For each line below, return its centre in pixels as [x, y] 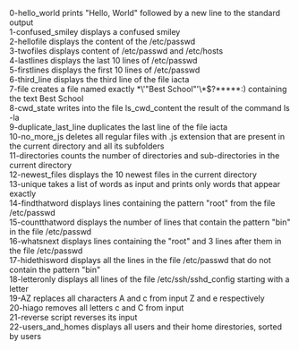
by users [26, 336]
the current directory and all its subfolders [87, 146]
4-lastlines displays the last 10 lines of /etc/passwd [103, 60]
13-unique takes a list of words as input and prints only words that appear [145, 184]
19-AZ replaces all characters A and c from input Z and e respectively [137, 298]
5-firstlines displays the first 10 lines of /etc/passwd [105, 70]
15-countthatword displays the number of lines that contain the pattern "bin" [150, 222]
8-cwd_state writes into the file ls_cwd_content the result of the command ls [149, 108]
